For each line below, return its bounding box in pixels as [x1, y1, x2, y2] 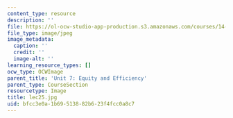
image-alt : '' [13, 56, 54, 62]
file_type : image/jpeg [7, 29, 73, 37]
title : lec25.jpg [7, 94, 58, 101]
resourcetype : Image [7, 87, 67, 94]
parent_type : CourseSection [7, 81, 89, 88]
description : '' [7, 17, 54, 24]
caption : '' [13, 42, 49, 49]
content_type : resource [7, 10, 76, 17]
